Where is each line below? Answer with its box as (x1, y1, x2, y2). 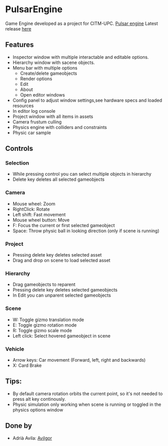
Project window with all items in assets (12, 113, 94, 119)
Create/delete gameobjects (20, 70, 77, 76)
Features (5, 41, 34, 49)
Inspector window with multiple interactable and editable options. (12, 54, 149, 60)
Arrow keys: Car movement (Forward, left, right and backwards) (12, 357, 146, 363)
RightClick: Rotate (12, 206, 50, 212)
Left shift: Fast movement (12, 211, 66, 217)
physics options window (12, 406, 63, 412)
